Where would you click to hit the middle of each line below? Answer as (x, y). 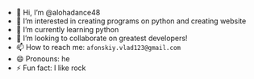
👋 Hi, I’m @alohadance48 (58, 12)
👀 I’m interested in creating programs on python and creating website (131, 21)
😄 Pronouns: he (43, 59)
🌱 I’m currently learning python (67, 29)
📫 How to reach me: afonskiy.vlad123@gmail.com (98, 47)
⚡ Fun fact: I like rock (51, 68)
